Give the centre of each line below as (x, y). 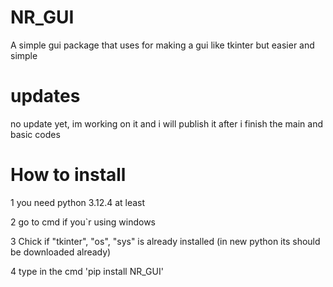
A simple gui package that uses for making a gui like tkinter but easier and (162, 45)
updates (45, 96)
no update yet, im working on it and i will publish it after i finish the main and (166, 123)
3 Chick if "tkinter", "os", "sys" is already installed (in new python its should (165, 241)
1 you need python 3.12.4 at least (78, 202)
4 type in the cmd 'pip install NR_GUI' (87, 271)
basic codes (35, 134)
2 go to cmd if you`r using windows (83, 222)
